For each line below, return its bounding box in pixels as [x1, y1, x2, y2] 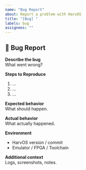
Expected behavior [5, 100, 44, 106]
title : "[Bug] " [5, 16, 38, 21]
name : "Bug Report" [5, 7, 45, 12]
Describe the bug [5, 56, 41, 62]
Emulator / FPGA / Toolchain [12, 145, 69, 150]
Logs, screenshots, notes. [5, 159, 57, 165]
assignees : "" [5, 25, 34, 30]
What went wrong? [5, 62, 43, 68]
